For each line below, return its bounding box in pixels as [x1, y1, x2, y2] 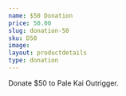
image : [8, 42, 30, 50]
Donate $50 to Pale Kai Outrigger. [8, 78, 120, 88]
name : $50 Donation [8, 11, 73, 20]
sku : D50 [8, 34, 37, 42]
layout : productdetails [8, 49, 88, 57]
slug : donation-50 [8, 26, 69, 34]
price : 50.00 [8, 19, 52, 27]
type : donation [8, 57, 59, 65]
